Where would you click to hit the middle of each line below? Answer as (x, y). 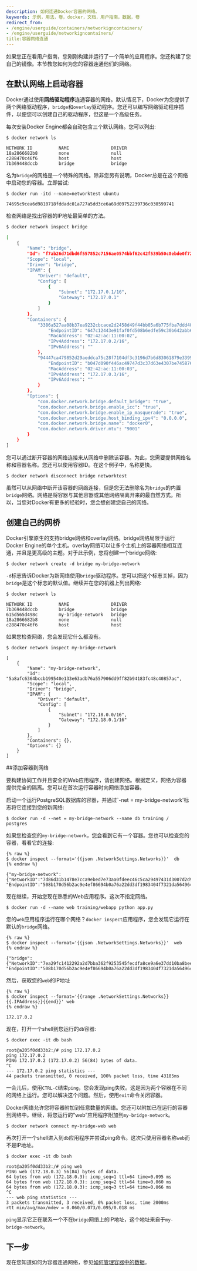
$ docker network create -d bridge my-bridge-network (73, 564)
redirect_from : (25, 22)
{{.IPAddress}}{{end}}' (35, 1001)
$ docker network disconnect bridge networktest (67, 476)
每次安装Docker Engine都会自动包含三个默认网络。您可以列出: (81, 127)
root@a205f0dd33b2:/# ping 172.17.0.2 (53, 1050)
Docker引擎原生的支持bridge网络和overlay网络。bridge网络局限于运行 (91, 538)
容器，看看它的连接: (30, 842)
